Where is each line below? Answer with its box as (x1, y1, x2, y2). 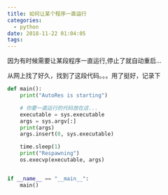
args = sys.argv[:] (20, 117, 77, 125)
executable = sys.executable (20, 111, 105, 118)
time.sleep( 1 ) (20, 143, 61, 151)
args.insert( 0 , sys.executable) (20, 130, 114, 137)
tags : (7, 36, 23, 43)
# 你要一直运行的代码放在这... (20, 105, 99, 112)
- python (13, 23, 39, 30)
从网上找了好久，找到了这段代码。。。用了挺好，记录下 (7, 72, 161, 80)
